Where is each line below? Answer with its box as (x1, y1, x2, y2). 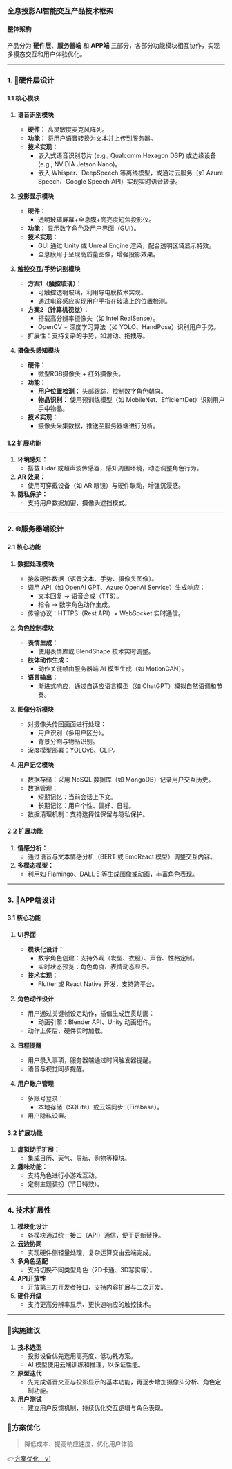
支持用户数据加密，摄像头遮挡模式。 (27, 499, 131, 507)
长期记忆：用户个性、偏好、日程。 (37, 801, 135, 809)
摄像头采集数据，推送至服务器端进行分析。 (37, 421, 159, 430)
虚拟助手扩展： (17, 1145, 60, 1154)
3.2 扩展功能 (7, 1128, 43, 1137)
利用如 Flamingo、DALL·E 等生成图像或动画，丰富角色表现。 (27, 870, 199, 878)
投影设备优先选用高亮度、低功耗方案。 (27, 1351, 137, 1360)
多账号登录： (27, 1093, 64, 1102)
